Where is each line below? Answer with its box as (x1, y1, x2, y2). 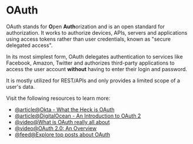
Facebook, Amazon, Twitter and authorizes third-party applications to (6, 59, 175, 66)
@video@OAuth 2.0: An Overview (14, 125, 97, 132)
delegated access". (6, 42, 53, 49)
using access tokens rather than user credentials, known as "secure (6, 35, 171, 42)
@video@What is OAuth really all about (14, 118, 110, 125)
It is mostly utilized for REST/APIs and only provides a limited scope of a (6, 77, 181, 84)
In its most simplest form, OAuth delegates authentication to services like (6, 53, 184, 60)
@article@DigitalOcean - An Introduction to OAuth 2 (14, 112, 141, 119)
